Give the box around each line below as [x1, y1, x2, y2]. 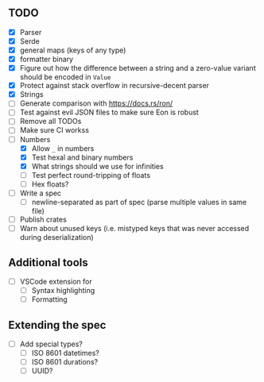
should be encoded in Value [19, 72, 111, 82]
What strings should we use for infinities [31, 161, 165, 171]
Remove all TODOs [19, 117, 82, 126]
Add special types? [19, 339, 83, 349]
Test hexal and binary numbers [31, 152, 134, 162]
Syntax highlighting [31, 286, 95, 295]
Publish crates [19, 214, 68, 224]
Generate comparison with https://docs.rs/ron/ [19, 98, 173, 108]
